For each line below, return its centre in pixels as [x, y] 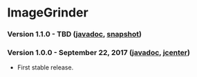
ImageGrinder [48, 13]
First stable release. [45, 67]
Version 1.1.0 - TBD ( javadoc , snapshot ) [74, 34]
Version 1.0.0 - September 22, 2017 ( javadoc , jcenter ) [98, 53]
